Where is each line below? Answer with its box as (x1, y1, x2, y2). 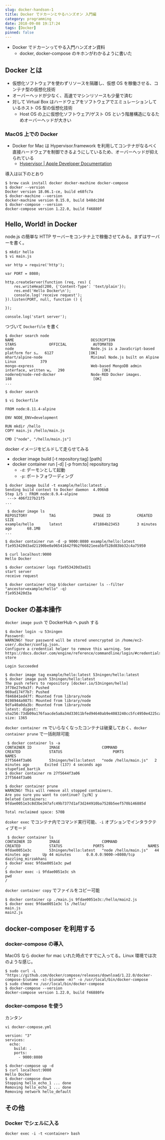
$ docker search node (5, 333, 50, 338)
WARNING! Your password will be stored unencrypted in (5, 637, 120, 643)
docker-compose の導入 (5, 940, 64, 947)
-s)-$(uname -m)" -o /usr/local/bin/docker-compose (40, 977, 148, 982)
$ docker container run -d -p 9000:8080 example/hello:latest (5, 539, 135, 544)
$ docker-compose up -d (5, 1063, 54, 1068)
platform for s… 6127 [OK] (5, 350, 98, 355)
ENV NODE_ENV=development (5, 415, 58, 420)
